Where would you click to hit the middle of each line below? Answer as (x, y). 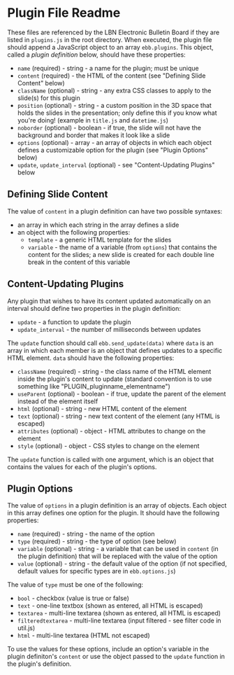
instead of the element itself (58, 401)
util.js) (26, 628)
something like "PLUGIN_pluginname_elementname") (94, 386)
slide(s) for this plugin (49, 98)
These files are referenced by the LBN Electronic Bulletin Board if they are (114, 32)
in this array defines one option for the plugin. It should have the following (114, 513)
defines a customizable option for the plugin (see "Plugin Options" (112, 150)
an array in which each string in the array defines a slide (98, 225)
